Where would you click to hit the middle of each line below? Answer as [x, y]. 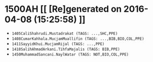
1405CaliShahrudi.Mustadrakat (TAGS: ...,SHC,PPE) [65, 33]
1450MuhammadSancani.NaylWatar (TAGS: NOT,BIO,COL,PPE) [70, 54]
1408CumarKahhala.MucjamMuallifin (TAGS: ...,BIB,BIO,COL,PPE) [78, 39]
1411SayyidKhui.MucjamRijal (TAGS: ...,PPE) [58, 44]
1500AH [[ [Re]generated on [63, 9]
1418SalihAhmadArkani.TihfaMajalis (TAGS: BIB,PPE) [66, 49]
